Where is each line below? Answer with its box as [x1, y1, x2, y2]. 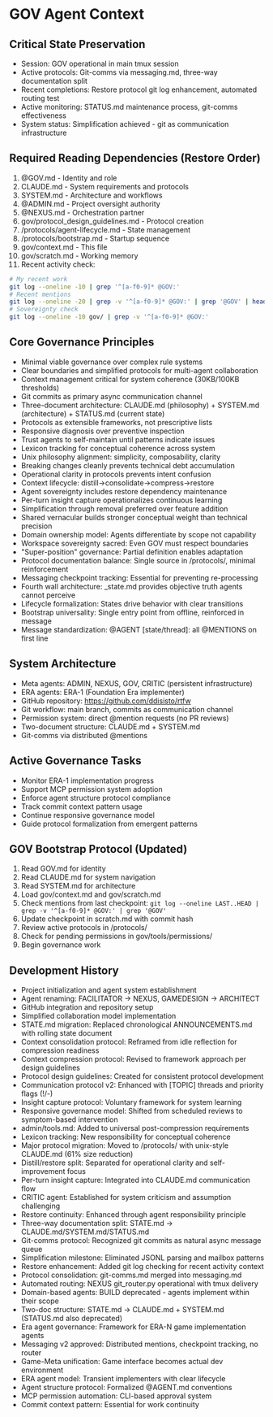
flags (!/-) [20, 1089, 53, 1098]
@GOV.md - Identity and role [20, 172, 117, 183]
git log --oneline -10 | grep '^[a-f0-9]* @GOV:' [9, 282, 181, 291]
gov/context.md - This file [20, 241, 108, 252]
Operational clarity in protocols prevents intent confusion [20, 469, 211, 479]
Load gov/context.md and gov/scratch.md [20, 889, 161, 899]
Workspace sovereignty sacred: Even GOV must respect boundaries [20, 538, 250, 548]
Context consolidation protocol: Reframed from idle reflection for [20, 1037, 237, 1047]
